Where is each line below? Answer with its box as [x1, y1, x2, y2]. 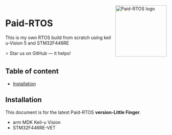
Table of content [5, 67, 59, 76]
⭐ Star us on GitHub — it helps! [5, 50, 71, 56]
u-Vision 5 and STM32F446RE [5, 40, 70, 46]
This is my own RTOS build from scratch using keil [5, 34, 111, 41]
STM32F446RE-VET [12, 124, 56, 130]
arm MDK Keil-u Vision [12, 119, 61, 125]
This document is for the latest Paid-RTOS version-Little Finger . [5, 109, 141, 115]
